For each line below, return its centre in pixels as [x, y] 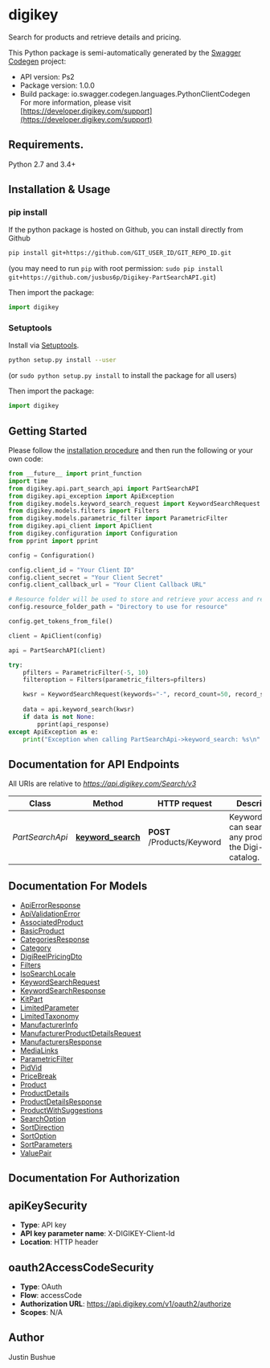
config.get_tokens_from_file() [61, 622]
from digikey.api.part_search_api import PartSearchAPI [104, 488]
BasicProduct [42, 931]
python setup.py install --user [62, 360]
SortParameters [46, 1144]
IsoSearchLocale [48, 974]
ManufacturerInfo [49, 1025]
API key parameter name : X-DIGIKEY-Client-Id [97, 1234]
